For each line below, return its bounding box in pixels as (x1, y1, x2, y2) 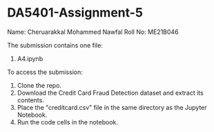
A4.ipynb (17, 54, 43, 63)
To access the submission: (7, 68, 83, 76)
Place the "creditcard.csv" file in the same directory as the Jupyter (17, 103, 207, 111)
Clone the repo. (17, 81, 62, 89)
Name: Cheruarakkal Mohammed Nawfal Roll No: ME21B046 (7, 28, 179, 36)
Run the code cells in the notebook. (17, 117, 119, 126)
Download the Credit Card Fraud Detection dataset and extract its (17, 88, 204, 97)
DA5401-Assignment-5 (7, 5, 144, 21)
